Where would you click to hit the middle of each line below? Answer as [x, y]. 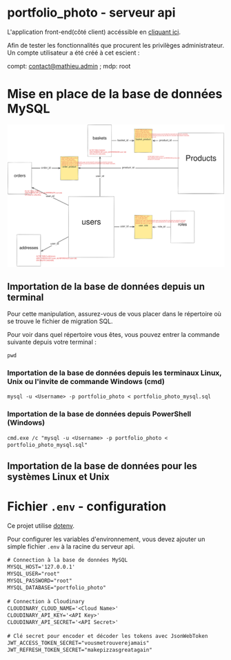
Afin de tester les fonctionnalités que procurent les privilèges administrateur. [116, 45]
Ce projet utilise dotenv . [41, 525]
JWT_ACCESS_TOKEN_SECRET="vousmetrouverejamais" [78, 643]
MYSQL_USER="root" [33, 574]
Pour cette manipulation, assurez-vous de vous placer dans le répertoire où [114, 313]
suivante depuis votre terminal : [52, 342]
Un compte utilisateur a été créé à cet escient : [73, 53]
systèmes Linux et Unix [58, 476]
